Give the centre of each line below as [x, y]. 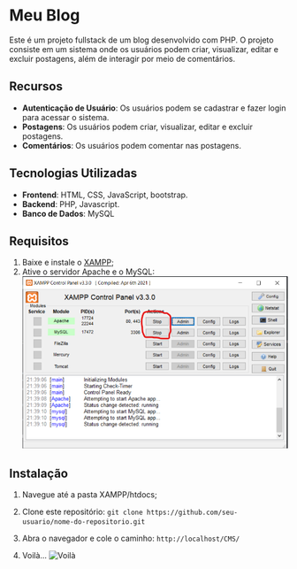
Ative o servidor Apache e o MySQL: [88, 272]
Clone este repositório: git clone [82, 512]
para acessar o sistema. [65, 117]
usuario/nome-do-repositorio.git [84, 522]
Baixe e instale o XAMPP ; [68, 263]
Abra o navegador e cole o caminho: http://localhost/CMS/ [131, 538]
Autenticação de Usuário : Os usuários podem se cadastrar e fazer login [154, 108]
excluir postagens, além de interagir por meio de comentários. [122, 58]
